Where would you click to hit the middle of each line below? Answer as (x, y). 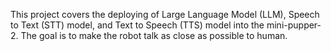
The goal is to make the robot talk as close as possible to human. (154, 35)
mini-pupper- (294, 25)
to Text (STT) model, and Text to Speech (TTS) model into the (137, 25)
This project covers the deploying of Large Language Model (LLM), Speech (165, 14)
